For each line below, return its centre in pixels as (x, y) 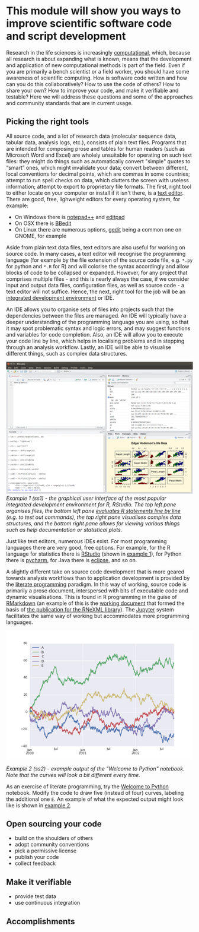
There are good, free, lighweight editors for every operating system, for (93, 199)
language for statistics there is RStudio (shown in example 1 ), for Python (94, 554)
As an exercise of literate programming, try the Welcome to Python (87, 786)
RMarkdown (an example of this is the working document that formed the (95, 603)
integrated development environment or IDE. (60, 297)
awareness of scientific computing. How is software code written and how (97, 78)
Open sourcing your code (54, 824)
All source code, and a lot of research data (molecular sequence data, (91, 136)
